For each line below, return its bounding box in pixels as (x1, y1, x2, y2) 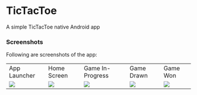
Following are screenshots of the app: (6, 51, 98, 58)
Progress (84, 72, 109, 80)
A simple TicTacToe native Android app (6, 23, 100, 30)
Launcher (9, 72, 35, 80)
